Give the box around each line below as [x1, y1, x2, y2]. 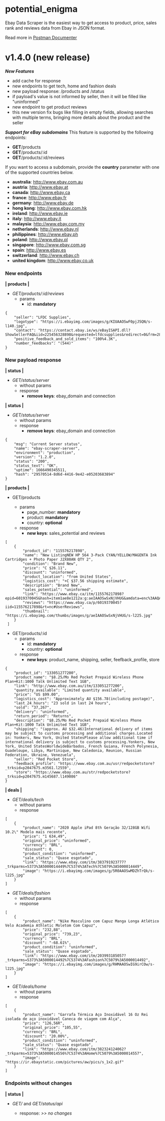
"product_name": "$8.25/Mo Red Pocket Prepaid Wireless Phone [14, 675, 144, 680]
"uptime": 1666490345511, [14, 468, 67, 473]
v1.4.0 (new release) [5, 52, 90, 63]
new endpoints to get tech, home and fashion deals [12, 83, 116, 89]
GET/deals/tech [12, 797, 44, 803]
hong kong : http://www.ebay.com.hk [12, 205, 87, 211]
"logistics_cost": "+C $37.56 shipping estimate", [23, 579, 129, 584]
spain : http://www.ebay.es [12, 247, 66, 253]
